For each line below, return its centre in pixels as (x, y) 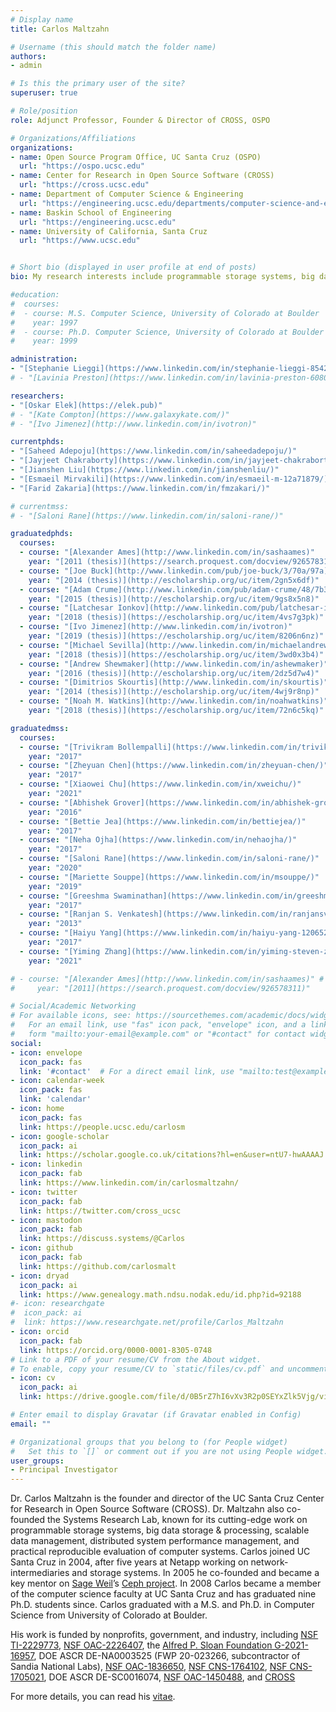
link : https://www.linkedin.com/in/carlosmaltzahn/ (129, 1183)
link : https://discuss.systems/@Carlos (102, 1239)
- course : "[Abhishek (64, 802)
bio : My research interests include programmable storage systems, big (162, 277)
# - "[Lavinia (40, 378)
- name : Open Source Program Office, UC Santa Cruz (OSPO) (136, 157)
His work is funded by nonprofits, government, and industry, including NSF (164, 1635)
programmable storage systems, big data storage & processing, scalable (160, 1530)
